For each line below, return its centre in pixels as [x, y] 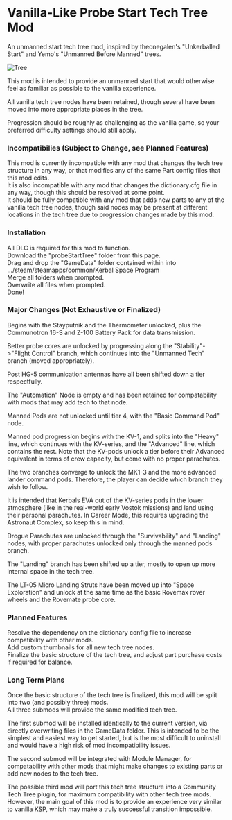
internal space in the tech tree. [51, 571]
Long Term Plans [36, 680]
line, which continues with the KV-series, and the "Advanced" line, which [111, 444]
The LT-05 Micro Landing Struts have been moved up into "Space [101, 585]
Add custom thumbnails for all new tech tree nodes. [81, 647]
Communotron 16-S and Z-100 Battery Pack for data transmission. [101, 332]
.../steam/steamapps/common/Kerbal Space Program [83, 270]
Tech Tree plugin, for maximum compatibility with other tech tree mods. [109, 794]
